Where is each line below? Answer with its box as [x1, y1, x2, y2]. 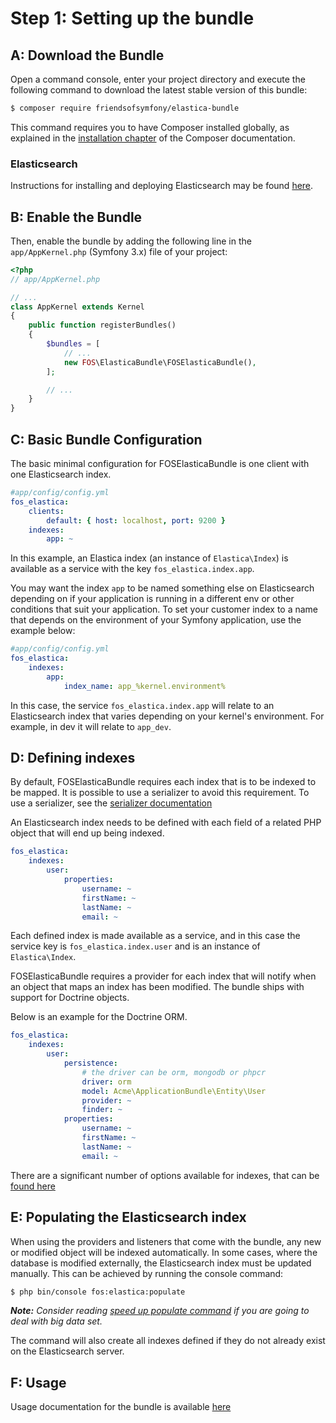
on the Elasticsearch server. [10, 1345, 125, 1357]
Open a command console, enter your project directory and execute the [10, 73, 306, 85]
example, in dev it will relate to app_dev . [10, 720, 172, 732]
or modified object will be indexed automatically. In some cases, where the [10, 1246, 318, 1258]
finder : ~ [81, 1105, 123, 1115]
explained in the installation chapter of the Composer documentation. [10, 132, 296, 144]
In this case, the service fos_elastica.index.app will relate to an [10, 699, 275, 711]
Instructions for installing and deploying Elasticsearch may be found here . [10, 180, 314, 192]
